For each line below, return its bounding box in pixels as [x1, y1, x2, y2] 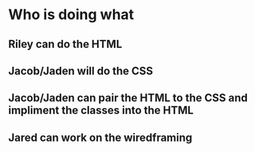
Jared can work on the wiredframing [8, 131, 193, 144]
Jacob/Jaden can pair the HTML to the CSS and [8, 92, 249, 105]
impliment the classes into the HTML [8, 103, 194, 117]
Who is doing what [8, 6, 135, 24]
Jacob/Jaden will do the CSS [8, 64, 154, 77]
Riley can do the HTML [8, 37, 123, 51]
